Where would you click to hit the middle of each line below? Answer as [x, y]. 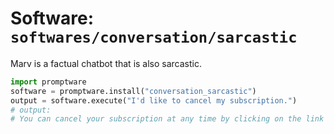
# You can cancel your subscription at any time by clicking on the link [167, 119]
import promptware [48, 82]
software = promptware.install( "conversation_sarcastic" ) [133, 91]
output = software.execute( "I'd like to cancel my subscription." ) [154, 100]
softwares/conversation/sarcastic [154, 37]
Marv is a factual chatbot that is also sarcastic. [106, 63]
